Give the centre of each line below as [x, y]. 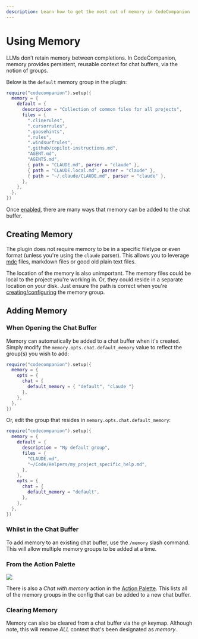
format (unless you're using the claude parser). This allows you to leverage [98, 255]
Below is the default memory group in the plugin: [67, 82]
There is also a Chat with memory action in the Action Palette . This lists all [97, 588]
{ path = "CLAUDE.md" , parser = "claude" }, [84, 165]
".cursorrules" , [48, 126]
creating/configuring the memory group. [56, 292]
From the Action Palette [41, 564]
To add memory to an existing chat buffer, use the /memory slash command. [98, 542]
